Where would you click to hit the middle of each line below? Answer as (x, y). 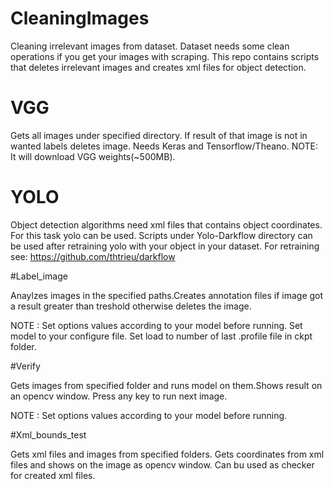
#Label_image (39, 276)
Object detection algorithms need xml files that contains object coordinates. (166, 224)
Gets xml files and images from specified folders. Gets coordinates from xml (167, 454)
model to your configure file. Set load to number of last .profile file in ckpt (161, 336)
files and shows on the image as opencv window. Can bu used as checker (162, 464)
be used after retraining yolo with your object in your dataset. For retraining (165, 246)
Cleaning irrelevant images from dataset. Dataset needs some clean (150, 46)
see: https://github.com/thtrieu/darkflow (93, 256)
